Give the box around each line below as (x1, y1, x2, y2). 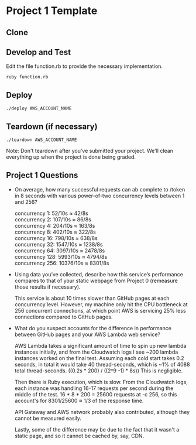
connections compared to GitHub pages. (14, 313, 113, 320)
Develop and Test (6, 47, 71, 57)
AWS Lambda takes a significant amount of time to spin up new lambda (14, 342, 187, 349)
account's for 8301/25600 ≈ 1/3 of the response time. (14, 397, 144, 404)
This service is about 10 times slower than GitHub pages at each (14, 295, 170, 302)
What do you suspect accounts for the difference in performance (14, 324, 171, 331)
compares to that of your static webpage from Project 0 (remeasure (14, 277, 178, 284)
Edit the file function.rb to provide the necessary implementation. (6, 63, 163, 70)
